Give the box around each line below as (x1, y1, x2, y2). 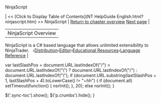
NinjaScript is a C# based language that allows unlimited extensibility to (5, 42, 149, 48)
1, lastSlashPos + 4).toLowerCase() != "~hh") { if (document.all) (5, 78, 133, 83)
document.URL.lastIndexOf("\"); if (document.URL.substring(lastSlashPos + (5, 73, 157, 78)
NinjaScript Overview (7, 30, 56, 36)
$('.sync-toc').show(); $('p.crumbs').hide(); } (5, 92, 95, 98)
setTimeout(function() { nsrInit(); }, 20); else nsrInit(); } (5, 83, 115, 88)
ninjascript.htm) (5, 19, 37, 24)
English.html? (116, 14, 144, 19)
